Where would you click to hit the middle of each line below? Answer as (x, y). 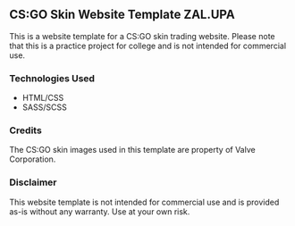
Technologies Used (52, 78)
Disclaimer (33, 182)
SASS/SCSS (44, 107)
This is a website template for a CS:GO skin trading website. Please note (142, 36)
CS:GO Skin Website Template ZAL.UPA (122, 15)
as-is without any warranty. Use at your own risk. (100, 211)
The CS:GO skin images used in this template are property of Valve (133, 150)
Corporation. (33, 159)
